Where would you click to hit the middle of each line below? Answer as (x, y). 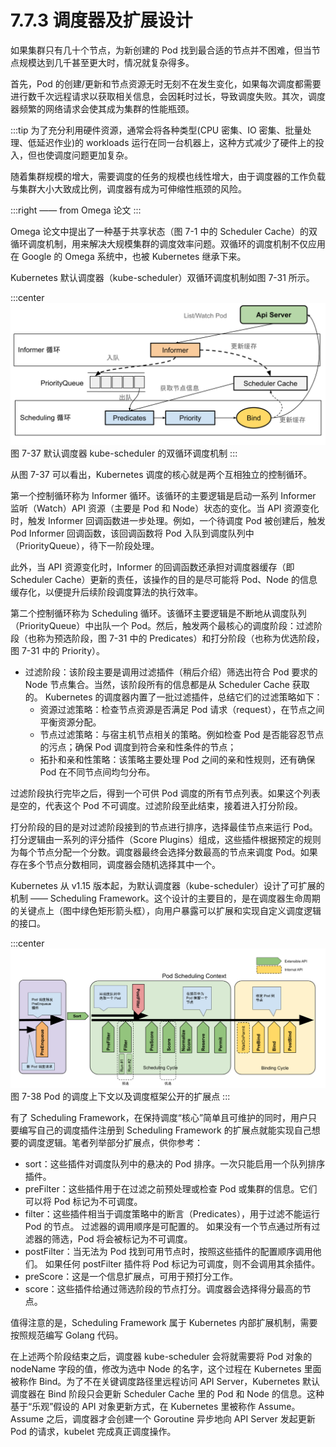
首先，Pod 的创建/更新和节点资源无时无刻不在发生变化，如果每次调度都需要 (166, 83)
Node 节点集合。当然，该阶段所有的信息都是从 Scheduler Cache (157, 685)
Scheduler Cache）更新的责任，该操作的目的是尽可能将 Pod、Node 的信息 (164, 580)
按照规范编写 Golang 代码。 (67, 1335)
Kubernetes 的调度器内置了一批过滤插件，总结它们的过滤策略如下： (183, 697)
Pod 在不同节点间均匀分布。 (97, 772)
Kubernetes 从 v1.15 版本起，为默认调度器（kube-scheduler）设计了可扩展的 (167, 886)
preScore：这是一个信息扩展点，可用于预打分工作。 (131, 1277)
